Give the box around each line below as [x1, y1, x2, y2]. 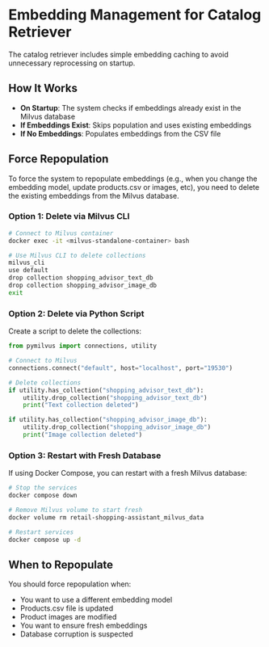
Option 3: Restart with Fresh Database [8, 450, 162, 461]
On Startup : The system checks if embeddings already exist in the [19, 103, 242, 112]
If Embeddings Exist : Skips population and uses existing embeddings [19, 120, 252, 130]
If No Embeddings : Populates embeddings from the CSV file [19, 128, 221, 138]
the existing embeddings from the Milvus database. [8, 191, 179, 200]
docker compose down [8, 491, 78, 500]
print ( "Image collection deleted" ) [23, 431, 143, 439]
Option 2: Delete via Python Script [8, 308, 145, 319]
